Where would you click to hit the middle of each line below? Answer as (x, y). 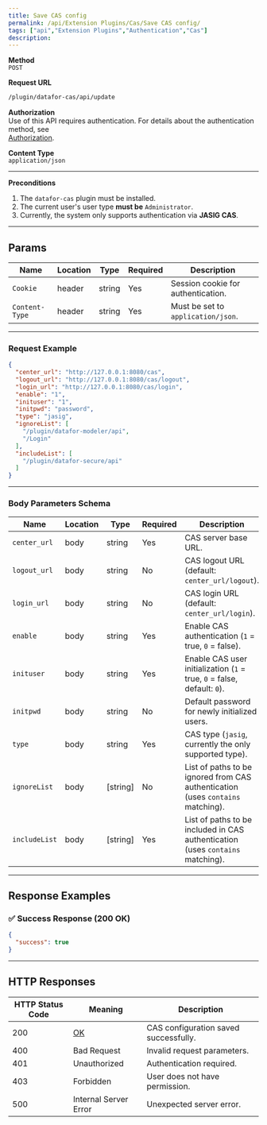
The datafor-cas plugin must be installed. (88, 199)
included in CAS (215, 829)
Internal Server (101, 1099)
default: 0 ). (205, 688)
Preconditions (32, 183)
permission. (168, 1086)
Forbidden (92, 1081)
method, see (29, 130)
